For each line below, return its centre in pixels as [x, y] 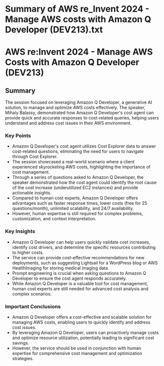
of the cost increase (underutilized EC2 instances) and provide [75, 188]
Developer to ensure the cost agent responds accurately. [69, 278]
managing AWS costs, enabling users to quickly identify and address [81, 322]
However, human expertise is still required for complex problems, [77, 213]
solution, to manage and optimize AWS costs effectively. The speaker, [75, 108]
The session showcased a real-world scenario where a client [73, 162]
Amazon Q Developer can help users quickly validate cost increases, [81, 242]
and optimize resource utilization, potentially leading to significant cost [83, 338]
